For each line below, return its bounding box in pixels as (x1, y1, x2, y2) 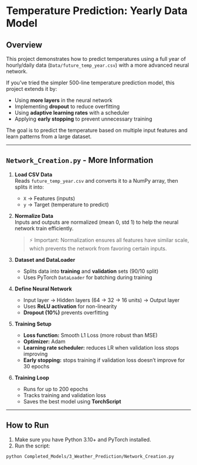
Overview (6, 40, 43, 50)
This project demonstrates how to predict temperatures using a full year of (6, 56, 186, 62)
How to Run (6, 420, 49, 430)
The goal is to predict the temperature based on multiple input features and (6, 127, 188, 134)
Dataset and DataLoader (14, 256, 76, 263)
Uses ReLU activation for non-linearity (23, 303, 117, 310)
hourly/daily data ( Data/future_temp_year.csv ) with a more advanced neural (6, 61, 189, 69)
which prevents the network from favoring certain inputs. (29, 245, 167, 252)
